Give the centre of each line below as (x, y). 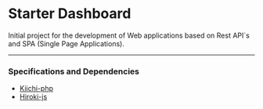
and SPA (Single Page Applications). (67, 43)
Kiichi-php (36, 89)
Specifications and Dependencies (74, 71)
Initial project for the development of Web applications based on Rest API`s (129, 35)
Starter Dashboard (70, 14)
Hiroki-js (33, 97)
